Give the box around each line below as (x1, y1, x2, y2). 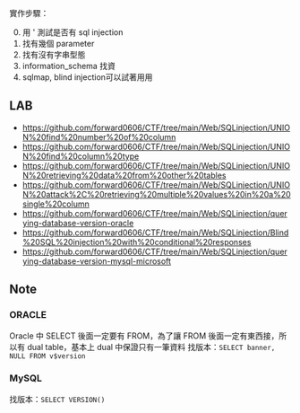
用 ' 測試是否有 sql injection (21, 27, 124, 38)
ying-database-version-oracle (21, 217, 134, 228)
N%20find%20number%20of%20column (21, 131, 176, 142)
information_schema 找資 (21, 61, 116, 71)
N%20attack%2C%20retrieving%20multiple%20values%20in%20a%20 (21, 189, 291, 199)
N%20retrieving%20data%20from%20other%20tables (21, 170, 227, 180)
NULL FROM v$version (9, 351, 87, 361)
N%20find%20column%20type (21, 151, 140, 162)
